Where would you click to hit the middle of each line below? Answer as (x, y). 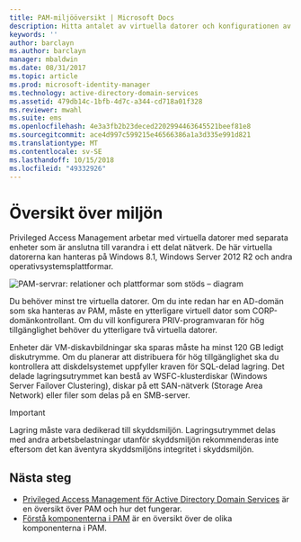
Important (27, 413)
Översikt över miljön (86, 213)
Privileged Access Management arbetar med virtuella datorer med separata (149, 238)
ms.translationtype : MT (54, 143)
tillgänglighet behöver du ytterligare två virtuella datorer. (114, 330)
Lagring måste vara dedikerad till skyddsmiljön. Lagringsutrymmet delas (142, 430)
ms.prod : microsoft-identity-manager (80, 85)
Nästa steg (40, 478)
